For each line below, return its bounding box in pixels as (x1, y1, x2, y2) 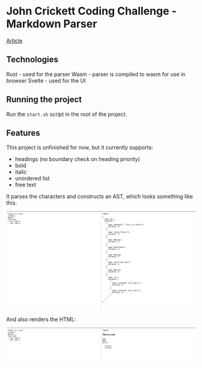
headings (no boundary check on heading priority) (14, 156, 140, 163)
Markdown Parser (6, 17, 97, 31)
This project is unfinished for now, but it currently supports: (6, 144, 153, 151)
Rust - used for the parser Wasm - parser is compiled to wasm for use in (6, 71, 186, 78)
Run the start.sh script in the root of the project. (6, 110, 127, 118)
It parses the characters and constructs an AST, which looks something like (6, 193, 194, 200)
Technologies (6, 54, 59, 65)
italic (14, 168, 27, 176)
